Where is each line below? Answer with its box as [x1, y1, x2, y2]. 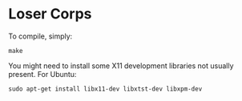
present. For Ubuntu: [8, 69, 77, 79]
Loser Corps [8, 5, 92, 23]
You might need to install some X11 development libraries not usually [8, 61, 234, 71]
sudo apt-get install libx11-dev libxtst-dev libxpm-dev [8, 85, 203, 93]
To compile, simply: [8, 31, 73, 41]
